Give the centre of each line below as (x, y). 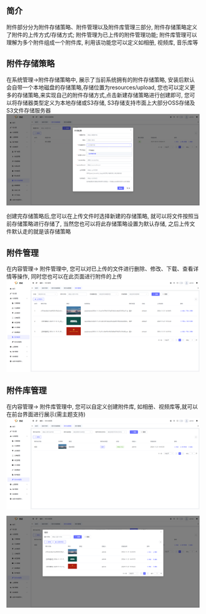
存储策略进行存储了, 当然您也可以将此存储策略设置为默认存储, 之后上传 (101, 224)
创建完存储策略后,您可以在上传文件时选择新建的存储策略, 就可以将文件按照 (100, 216)
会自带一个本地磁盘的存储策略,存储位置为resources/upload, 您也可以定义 (98, 87)
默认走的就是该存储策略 (41, 232)
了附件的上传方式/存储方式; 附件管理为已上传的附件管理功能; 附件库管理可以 (102, 34)
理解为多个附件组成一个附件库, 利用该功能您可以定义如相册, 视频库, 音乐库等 (102, 42)
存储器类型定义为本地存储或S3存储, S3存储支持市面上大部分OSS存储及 (106, 103)
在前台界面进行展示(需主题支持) (46, 414)
